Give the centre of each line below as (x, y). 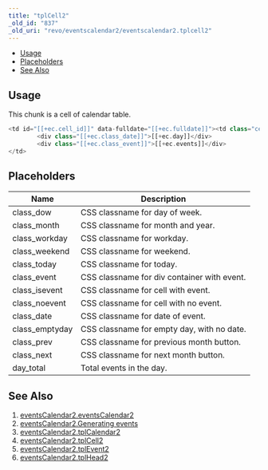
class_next (32, 354)
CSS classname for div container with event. (164, 277)
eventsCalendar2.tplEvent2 (64, 449)
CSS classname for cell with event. (146, 290)
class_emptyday (43, 329)
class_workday (40, 238)
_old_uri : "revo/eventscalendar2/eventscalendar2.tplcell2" (110, 30)
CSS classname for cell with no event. (151, 302)
